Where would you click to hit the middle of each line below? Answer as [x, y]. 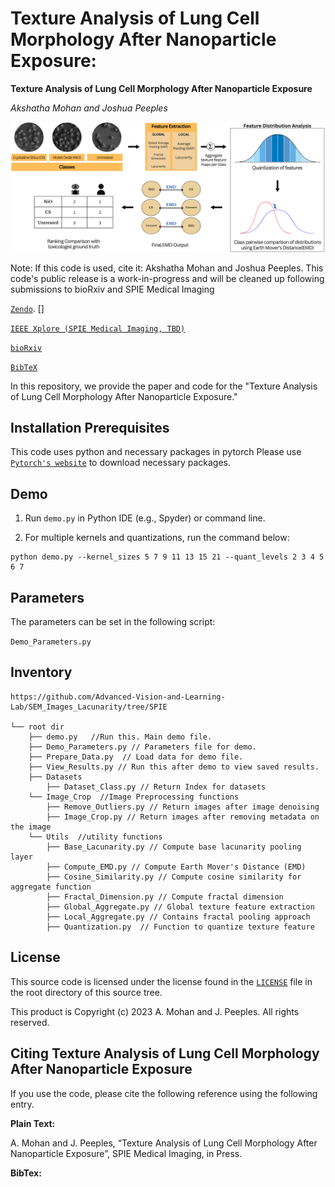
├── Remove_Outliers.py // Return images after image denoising [183, 807]
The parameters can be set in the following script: [113, 622]
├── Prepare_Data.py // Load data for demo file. [136, 757]
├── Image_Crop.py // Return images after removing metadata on [183, 817]
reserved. [30, 1022]
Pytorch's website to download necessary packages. [120, 463]
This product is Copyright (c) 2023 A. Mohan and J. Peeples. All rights [155, 1011]
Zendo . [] [27, 308]
